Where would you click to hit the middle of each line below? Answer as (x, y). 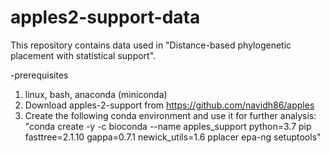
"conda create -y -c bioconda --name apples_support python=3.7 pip (168, 126)
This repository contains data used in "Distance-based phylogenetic (151, 45)
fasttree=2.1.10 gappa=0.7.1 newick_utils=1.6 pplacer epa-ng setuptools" (173, 137)
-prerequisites (39, 75)
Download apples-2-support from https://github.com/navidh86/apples (169, 105)
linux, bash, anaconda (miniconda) (96, 94)
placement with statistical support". (83, 55)
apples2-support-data (105, 17)
